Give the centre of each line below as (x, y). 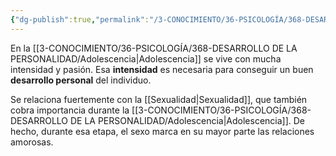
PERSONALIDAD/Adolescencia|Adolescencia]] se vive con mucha (146, 58)
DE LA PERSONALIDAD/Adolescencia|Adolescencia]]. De (187, 120)
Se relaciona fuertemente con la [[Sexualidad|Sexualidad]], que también (159, 99)
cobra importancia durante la (70, 110)
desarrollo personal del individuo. (81, 80)
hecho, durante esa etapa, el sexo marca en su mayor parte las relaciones (162, 131)
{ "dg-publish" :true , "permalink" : (80, 19)
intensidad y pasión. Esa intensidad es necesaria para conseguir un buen (162, 69)
